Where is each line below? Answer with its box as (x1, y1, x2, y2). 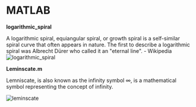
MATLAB (6, 4, 50, 17)
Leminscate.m (6, 65, 43, 72)
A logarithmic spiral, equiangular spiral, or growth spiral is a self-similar (6, 34, 180, 42)
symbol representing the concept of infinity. (6, 83, 113, 90)
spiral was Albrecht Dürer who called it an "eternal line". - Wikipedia (6, 47, 172, 54)
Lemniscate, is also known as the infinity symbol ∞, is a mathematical (6, 77, 177, 84)
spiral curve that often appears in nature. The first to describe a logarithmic (6, 41, 190, 48)
